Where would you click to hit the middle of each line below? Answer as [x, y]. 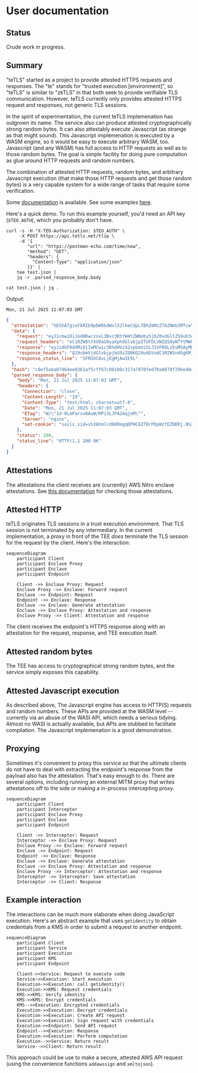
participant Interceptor [47, 809]
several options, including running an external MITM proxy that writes [90, 782]
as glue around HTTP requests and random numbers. [71, 160]
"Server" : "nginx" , [45, 419]
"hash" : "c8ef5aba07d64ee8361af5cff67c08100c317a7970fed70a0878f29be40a [103, 369]
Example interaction [44, 900]
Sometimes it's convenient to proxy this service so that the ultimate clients [96, 763]
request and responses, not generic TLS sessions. [67, 105]
